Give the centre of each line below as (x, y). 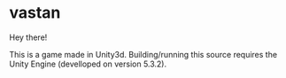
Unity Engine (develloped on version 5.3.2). (88, 64)
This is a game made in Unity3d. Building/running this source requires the (143, 54)
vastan (35, 13)
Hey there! (28, 37)
